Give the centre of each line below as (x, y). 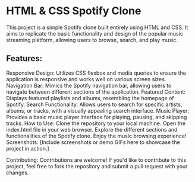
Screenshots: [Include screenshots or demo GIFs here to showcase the (93, 142)
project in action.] (28, 148)
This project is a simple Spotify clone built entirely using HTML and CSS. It (97, 27)
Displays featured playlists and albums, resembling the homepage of (90, 98)
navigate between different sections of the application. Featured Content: (96, 92)
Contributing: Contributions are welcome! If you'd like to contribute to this (96, 160)
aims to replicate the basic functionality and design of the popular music (95, 33)
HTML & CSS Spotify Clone (74, 11)
